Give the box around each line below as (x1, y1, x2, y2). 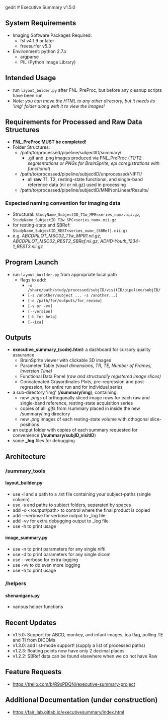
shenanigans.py (5, 592, 40, 598)
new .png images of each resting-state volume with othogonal (20, 416, 149, 423)
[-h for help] (27, 314, 57, 319)
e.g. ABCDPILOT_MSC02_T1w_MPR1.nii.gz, (12, 232, 102, 238)
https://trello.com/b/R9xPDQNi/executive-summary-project (12, 681, 135, 687)
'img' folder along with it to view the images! (12, 103, 105, 109)
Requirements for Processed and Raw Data (5, 118, 142, 127)
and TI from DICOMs (12, 637, 55, 643)
